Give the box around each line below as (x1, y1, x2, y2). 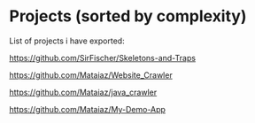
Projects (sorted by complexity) (9, 6, 247, 27)
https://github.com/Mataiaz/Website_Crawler (9, 69, 173, 81)
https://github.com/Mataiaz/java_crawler (9, 87, 158, 97)
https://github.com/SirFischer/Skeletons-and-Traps (9, 52, 197, 63)
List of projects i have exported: (9, 35, 126, 46)
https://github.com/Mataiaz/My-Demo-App (9, 104, 166, 114)
